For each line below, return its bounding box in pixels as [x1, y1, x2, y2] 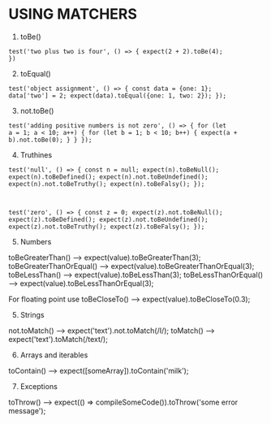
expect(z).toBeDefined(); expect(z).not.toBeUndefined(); [8, 215, 209, 223]
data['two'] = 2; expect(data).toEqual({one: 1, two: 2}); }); [8, 91, 227, 100]
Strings [19, 309, 45, 319]
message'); [8, 405, 46, 415]
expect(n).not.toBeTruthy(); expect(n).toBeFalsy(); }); [8, 180, 205, 188]
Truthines [19, 149, 53, 159]
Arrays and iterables [19, 350, 88, 360]
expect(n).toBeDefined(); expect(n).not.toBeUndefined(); [8, 172, 209, 181]
